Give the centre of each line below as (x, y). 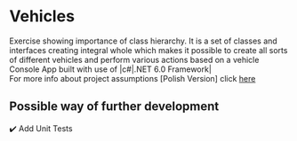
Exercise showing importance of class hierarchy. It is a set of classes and (143, 41)
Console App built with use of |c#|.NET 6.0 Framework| (110, 69)
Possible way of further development (114, 107)
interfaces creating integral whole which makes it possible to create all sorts (148, 50)
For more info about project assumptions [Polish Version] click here (132, 78)
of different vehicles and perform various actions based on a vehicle (134, 59)
